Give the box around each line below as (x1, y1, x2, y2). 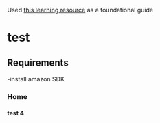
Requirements (7, 57, 69, 68)
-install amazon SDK (7, 75, 65, 83)
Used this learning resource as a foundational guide (7, 6, 153, 14)
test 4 (7, 109, 25, 117)
